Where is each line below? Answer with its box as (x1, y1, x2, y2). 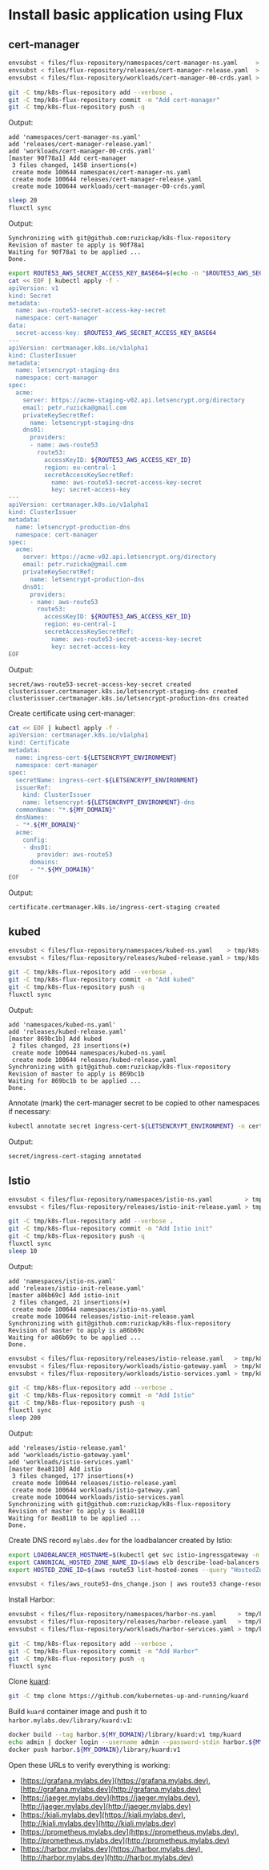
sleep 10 (8, 1247, 38, 1255)
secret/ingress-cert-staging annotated (8, 1152, 142, 1160)
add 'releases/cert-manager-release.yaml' (8, 141, 152, 149)
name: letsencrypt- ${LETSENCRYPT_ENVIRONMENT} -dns (22, 798, 195, 806)
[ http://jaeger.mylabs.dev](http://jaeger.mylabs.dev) (19, 1801, 191, 1811)
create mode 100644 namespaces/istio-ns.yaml (11, 1305, 167, 1313)
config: (22, 835, 48, 844)
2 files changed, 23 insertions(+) (11, 1042, 130, 1050)
